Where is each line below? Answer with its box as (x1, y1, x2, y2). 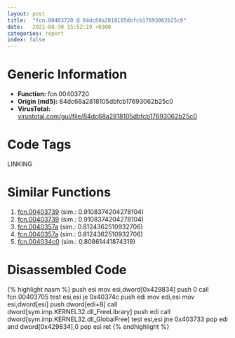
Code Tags (7, 137, 72, 153)
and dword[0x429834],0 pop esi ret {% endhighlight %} (7, 322, 170, 330)
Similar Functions (7, 184, 111, 201)
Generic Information (7, 67, 128, 83)
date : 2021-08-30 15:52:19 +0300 (7, 23, 112, 30)
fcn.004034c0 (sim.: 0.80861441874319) (17, 237, 135, 245)
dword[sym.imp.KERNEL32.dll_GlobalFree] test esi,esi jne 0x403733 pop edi (7, 315, 228, 323)
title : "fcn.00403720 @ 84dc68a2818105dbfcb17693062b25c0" (7, 17, 187, 24)
